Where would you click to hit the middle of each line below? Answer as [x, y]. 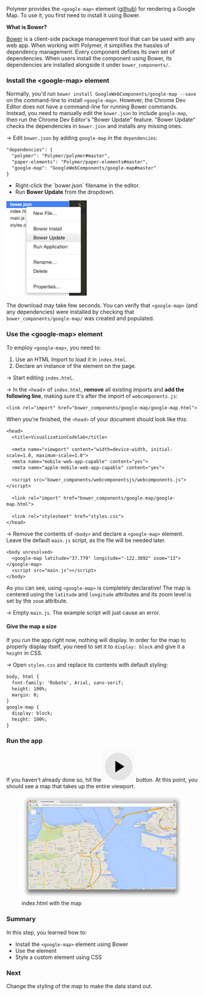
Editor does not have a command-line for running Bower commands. [92, 107]
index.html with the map [52, 903]
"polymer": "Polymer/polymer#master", [61, 156]
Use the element [36, 950]
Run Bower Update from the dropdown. [65, 192]
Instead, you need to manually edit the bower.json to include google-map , [97, 113]
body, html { [23, 676]
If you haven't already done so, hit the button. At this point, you [102, 780]
